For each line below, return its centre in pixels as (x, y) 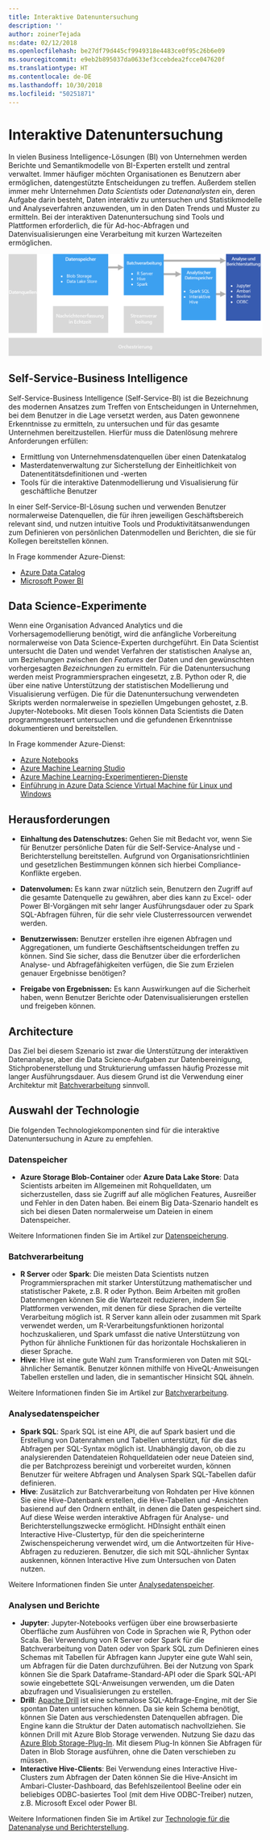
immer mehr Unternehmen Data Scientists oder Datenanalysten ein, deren (132, 191)
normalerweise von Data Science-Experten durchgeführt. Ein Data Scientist (134, 643)
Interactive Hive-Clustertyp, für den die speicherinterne (112, 1534)
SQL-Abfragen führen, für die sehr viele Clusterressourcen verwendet (136, 915)
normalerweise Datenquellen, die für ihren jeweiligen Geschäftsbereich (126, 515)
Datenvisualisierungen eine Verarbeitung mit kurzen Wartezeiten (115, 234)
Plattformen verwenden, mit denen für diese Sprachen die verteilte (131, 1309)
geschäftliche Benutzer (58, 491)
